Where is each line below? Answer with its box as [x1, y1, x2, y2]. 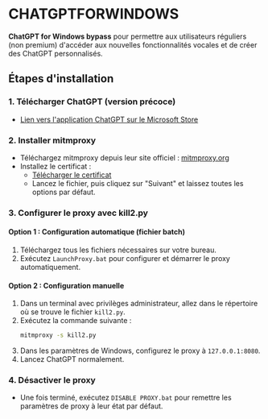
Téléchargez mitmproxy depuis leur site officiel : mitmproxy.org [19, 152, 229, 162]
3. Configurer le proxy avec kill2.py [8, 207, 149, 218]
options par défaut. [31, 187, 96, 197]
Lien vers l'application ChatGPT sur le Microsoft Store [19, 114, 199, 124]
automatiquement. [19, 263, 81, 272]
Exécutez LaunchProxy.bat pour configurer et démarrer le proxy [19, 254, 231, 263]
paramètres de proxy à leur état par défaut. [19, 401, 163, 411]
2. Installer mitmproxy [8, 135, 97, 146]
